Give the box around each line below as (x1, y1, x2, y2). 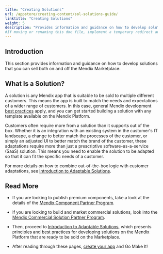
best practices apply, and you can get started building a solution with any (5, 108, 151, 114)
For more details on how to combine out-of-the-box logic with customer (5, 163, 149, 169)
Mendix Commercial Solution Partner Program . (12, 214, 105, 221)
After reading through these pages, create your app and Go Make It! (12, 243, 148, 250)
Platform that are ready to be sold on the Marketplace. (12, 234, 120, 240)
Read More (5, 182, 39, 190)
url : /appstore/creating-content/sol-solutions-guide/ (5, 12, 118, 16)
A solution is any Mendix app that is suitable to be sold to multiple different (5, 93, 154, 98)
